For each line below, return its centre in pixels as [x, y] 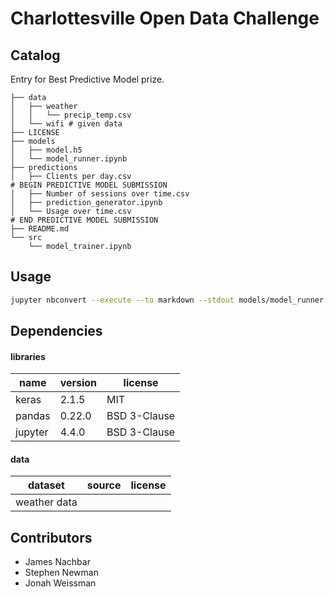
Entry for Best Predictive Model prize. [87, 79]
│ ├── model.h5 [46, 150]
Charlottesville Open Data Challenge [165, 18]
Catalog [35, 55]
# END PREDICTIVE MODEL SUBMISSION [84, 220]
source [104, 485]
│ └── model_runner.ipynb [69, 159]
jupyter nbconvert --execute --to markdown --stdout [122, 300]
